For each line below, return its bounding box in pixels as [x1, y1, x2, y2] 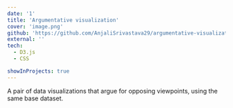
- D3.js [13, 49, 36, 56]
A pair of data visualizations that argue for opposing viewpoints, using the [7, 87, 218, 95]
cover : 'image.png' [7, 23, 64, 30]
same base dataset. [7, 94, 64, 102]
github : [7, 29, 30, 37]
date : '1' [7, 10, 36, 17]
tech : [7, 42, 23, 49]
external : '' [7, 36, 45, 43]
